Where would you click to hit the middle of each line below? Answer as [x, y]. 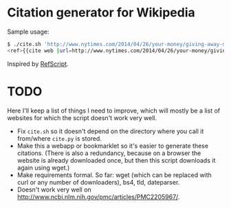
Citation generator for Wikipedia [101, 13]
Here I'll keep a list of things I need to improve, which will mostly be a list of [114, 111]
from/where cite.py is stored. [59, 138]
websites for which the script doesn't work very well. [82, 117]
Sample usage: [28, 32]
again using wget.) [43, 167]
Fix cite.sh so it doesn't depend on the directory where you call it [110, 131]
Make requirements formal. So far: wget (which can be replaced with [114, 175]
